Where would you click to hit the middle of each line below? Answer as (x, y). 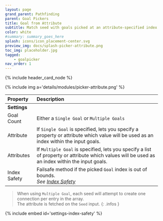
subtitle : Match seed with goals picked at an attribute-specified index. (82, 28)
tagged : (13, 55)
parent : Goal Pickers (27, 18)
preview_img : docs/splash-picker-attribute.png (54, 46)
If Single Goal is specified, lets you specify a (88, 129)
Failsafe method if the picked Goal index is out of (92, 169)
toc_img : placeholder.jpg (31, 50)
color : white (18, 32)
